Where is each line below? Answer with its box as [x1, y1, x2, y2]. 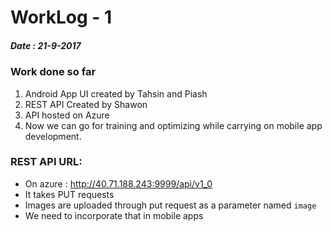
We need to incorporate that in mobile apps [24, 209, 204, 221]
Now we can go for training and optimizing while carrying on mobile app [24, 119, 323, 131]
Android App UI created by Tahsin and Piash [24, 87, 208, 100]
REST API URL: [10, 155, 83, 169]
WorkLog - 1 [10, 6, 113, 29]
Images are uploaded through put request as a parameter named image [24, 199, 317, 211]
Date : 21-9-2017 [10, 39, 82, 51]
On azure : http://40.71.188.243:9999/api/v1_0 [24, 177, 213, 190]
